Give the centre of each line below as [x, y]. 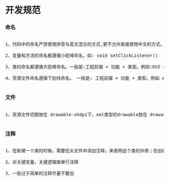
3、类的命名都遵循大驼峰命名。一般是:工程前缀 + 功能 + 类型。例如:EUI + [86, 67]
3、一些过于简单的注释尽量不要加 [40, 173]
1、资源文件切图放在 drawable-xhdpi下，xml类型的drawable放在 [76, 114]
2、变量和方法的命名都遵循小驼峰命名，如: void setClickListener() [82, 56]
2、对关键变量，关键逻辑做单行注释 [42, 162]
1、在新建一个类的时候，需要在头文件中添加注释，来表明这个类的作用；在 [81, 151]
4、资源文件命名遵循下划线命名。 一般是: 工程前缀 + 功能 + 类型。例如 [82, 78]
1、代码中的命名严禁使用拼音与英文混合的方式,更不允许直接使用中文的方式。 [85, 44]
